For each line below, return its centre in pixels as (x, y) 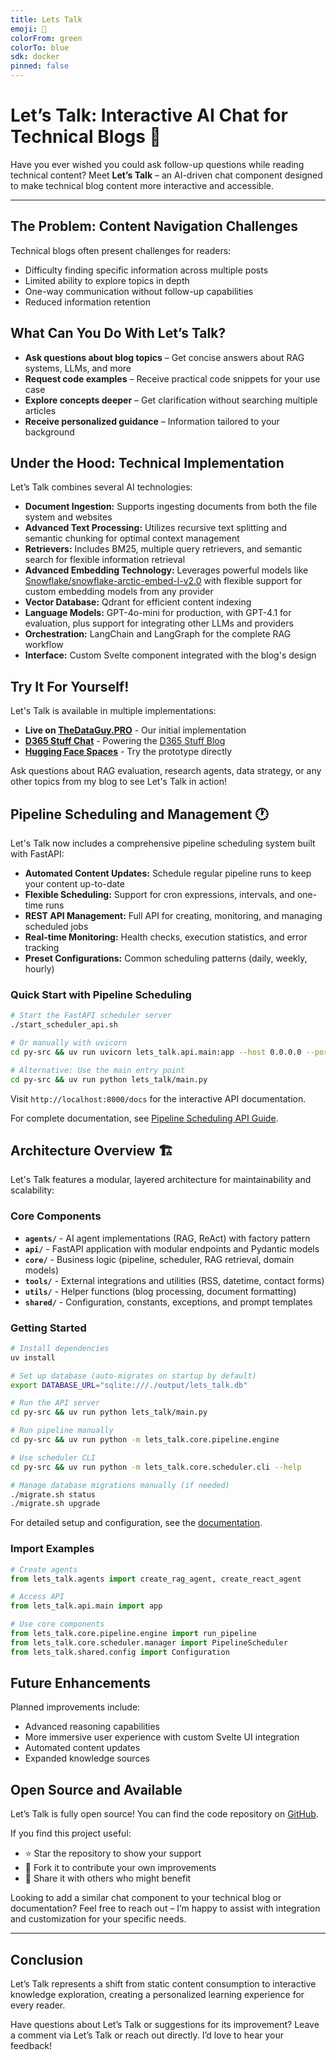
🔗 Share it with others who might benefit (108, 1878)
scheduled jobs (56, 926)
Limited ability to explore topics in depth (107, 280)
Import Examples (52, 1549)
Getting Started (48, 1328)
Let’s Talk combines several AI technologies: (101, 487)
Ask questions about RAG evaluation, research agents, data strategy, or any (166, 771)
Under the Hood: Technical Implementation (147, 462)
